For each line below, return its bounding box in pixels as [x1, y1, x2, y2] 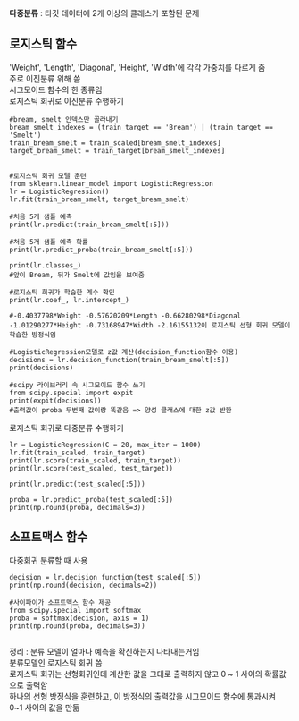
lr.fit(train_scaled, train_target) [9, 448, 145, 457]
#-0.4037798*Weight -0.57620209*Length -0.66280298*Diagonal [9, 311, 242, 320]
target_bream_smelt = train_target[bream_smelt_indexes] [9, 146, 226, 155]
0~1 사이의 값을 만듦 [9, 701, 80, 713]
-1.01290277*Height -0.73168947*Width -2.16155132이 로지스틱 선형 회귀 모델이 [9, 320, 291, 329]
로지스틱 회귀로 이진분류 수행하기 [9, 95, 125, 106]
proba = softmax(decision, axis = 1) [9, 614, 150, 623]
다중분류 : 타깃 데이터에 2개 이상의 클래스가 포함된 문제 [9, 8, 200, 18]
